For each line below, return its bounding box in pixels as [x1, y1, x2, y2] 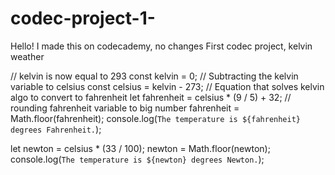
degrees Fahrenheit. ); [10, 123, 102, 135]
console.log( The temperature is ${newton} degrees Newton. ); [10, 153, 265, 165]
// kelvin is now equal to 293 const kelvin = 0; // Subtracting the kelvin [10, 70, 299, 82]
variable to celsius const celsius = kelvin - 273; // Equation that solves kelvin [10, 80, 325, 92]
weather [10, 50, 45, 62]
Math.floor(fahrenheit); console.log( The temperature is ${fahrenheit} [10, 112, 301, 124]
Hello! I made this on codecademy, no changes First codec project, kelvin [10, 40, 313, 52]
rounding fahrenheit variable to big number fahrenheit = [10, 102, 240, 114]
